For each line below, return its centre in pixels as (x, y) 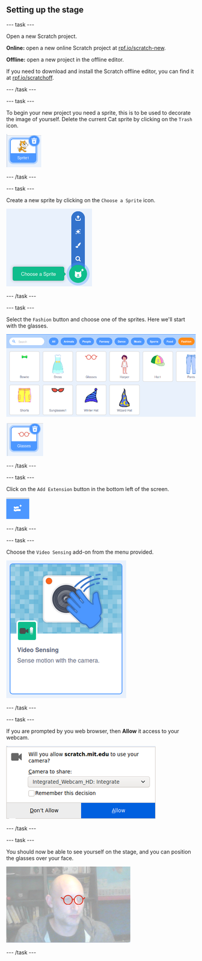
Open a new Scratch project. (41, 36)
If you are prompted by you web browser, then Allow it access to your (93, 731)
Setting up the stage (45, 10)
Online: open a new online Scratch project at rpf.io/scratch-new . (86, 48)
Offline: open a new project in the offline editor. (65, 59)
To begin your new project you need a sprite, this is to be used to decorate (99, 113)
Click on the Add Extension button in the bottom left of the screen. (88, 489)
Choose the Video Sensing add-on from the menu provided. (80, 552)
